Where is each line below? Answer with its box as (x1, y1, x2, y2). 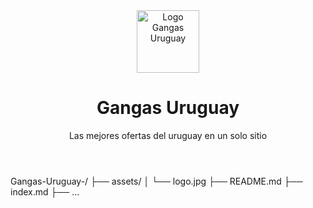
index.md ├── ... (10, 185, 80, 198)
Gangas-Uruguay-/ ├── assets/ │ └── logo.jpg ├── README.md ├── (10, 175, 303, 187)
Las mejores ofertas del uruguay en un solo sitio (68, 129, 268, 141)
